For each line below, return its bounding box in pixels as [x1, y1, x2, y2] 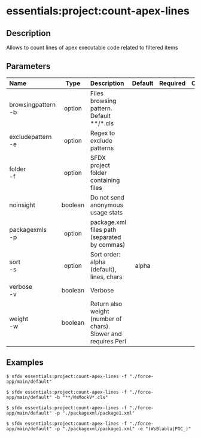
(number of [90, 315, 122, 323]
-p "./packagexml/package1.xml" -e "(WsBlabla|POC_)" [54, 425, 191, 432]
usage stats [90, 208, 123, 216]
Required [159, 79, 186, 87]
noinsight [9, 201, 36, 209]
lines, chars [90, 273, 123, 281]
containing [90, 176, 120, 184]
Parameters [6, 61, 51, 71]
